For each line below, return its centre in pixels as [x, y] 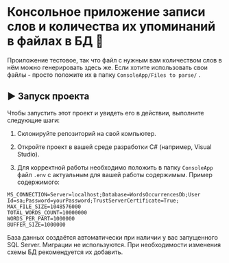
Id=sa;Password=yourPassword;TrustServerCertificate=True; [93, 201]
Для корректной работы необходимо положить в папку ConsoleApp [115, 167]
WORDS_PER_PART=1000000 [41, 218]
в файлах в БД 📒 [56, 41]
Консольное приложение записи [106, 12]
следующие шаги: [34, 120]
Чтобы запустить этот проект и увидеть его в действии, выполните [106, 113]
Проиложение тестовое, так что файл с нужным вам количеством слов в [114, 60]
